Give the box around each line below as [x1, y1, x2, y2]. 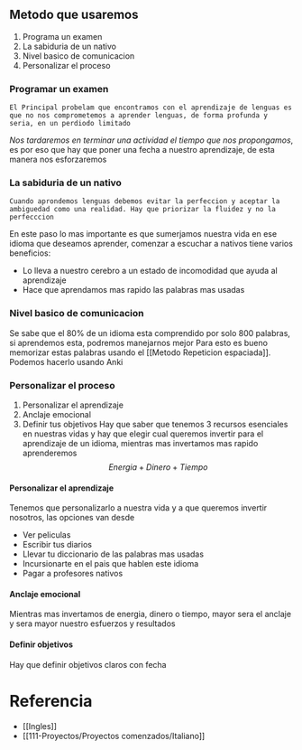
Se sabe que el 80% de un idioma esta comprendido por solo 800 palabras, [9, 327, 291, 338]
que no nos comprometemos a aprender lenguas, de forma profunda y [9, 111, 269, 120]
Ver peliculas [22, 530, 71, 540]
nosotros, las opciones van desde [9, 512, 135, 523]
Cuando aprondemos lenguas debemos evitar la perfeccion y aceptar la [9, 197, 280, 206]
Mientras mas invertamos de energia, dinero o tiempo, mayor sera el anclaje [9, 609, 291, 620]
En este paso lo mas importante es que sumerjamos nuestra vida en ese [9, 229, 278, 239]
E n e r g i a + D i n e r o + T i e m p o [107, 462, 208, 473]
